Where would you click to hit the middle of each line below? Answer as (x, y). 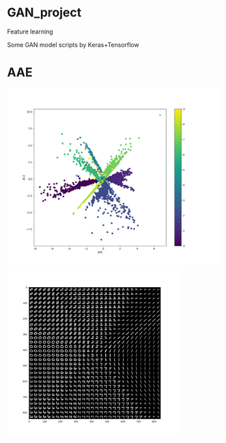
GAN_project (44, 13)
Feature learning (30, 31)
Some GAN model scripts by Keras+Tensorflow (73, 44)
